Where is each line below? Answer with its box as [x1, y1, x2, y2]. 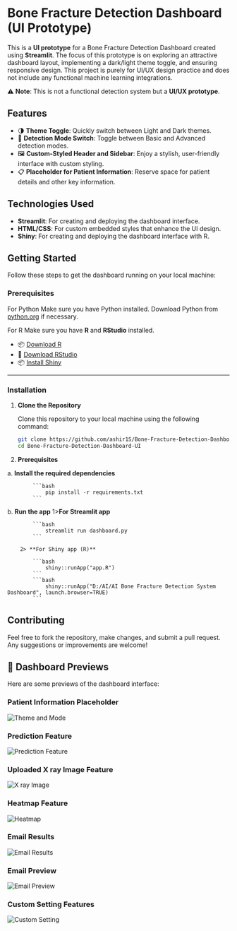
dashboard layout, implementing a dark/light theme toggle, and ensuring [7, 58, 217, 66]
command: [17, 422, 49, 430]
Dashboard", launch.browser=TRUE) [7, 588, 109, 596]
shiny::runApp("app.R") [44, 564, 115, 571]
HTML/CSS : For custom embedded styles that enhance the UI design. [17, 224, 221, 232]
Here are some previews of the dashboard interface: [7, 680, 160, 688]
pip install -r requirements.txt [44, 489, 143, 496]
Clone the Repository [17, 401, 81, 409]
